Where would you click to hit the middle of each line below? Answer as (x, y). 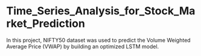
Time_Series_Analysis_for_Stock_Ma (101, 11)
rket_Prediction (46, 24)
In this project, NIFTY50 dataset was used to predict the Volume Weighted (99, 40)
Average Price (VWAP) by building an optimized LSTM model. (83, 46)
